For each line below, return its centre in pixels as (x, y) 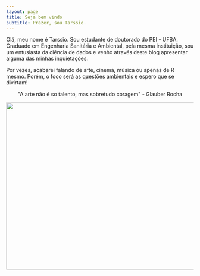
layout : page (22, 12)
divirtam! (17, 83)
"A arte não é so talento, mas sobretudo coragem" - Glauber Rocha (100, 94)
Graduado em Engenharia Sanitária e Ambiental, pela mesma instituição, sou (100, 46)
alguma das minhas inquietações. (47, 59)
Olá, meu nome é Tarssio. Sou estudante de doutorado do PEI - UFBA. (92, 40)
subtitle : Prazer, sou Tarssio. (46, 23)
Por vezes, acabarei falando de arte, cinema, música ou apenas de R (90, 70)
